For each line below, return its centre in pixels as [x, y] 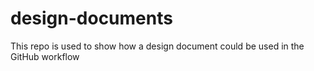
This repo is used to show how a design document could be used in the [157, 46]
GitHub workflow [45, 56]
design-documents [91, 18]
